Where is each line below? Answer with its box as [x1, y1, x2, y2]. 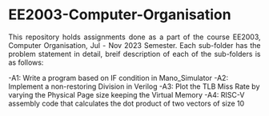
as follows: [8, 58, 44, 67]
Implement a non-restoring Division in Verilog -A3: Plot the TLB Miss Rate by [8, 82, 260, 91]
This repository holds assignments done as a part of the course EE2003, [8, 32, 261, 42]
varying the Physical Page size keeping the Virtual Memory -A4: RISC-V [8, 90, 245, 99]
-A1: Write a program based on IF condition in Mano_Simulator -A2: [8, 73, 229, 82]
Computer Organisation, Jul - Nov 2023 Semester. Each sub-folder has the [8, 40, 261, 50]
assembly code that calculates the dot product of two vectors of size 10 [8, 98, 245, 108]
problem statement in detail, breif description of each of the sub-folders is [8, 49, 261, 58]
